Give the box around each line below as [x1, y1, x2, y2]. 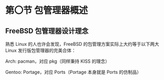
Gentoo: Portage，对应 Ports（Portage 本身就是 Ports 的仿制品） [5, 69, 142, 75]
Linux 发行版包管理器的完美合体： [5, 47, 76, 54]
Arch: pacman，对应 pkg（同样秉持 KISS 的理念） [5, 58, 110, 64]
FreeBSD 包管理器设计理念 [5, 26, 89, 35]
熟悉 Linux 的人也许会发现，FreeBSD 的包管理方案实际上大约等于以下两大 [5, 41, 159, 47]
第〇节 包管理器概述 [5, 5, 88, 16]
